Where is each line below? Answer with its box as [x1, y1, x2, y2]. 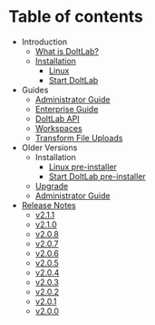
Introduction [21, 36, 68, 47]
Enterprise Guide [34, 103, 99, 114]
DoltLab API [34, 113, 80, 124]
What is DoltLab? [34, 45, 99, 56]
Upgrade [34, 180, 69, 191]
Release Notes [21, 199, 76, 210]
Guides [21, 84, 49, 95]
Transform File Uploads [34, 132, 123, 143]
